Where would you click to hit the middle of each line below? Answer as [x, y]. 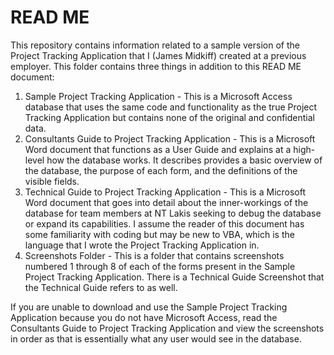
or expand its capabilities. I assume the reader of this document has [164, 223]
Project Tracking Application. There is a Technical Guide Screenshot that [174, 277]
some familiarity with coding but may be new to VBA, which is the [159, 234]
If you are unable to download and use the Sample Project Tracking [149, 307]
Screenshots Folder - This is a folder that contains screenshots [154, 255]
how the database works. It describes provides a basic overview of [184, 160]
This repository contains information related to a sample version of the [155, 45]
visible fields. [52, 181]
